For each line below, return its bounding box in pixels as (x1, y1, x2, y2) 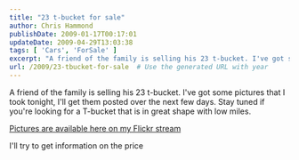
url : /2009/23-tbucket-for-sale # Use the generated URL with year (9, 63, 269, 72)
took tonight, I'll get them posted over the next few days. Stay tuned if (9, 96, 265, 107)
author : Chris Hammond (9, 21, 93, 30)
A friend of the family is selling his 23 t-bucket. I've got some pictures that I (9, 86, 286, 98)
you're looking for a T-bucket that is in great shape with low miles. (9, 106, 252, 116)
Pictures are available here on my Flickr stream (9, 123, 182, 133)
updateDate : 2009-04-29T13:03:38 (9, 37, 133, 47)
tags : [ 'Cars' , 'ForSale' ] (9, 46, 117, 55)
